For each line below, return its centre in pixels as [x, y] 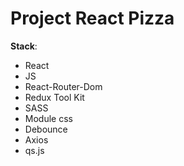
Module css [48, 118]
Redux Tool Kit [54, 97]
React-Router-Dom [63, 86]
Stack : [24, 46]
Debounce [46, 129]
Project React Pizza [92, 18]
